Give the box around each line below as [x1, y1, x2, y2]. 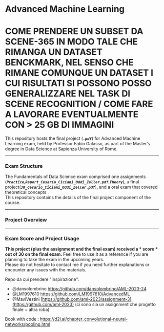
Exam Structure [5, 163, 43, 170]
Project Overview [5, 217, 47, 223]
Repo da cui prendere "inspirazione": [5, 276, 80, 282]
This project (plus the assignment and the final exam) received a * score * [5, 246, 158, 252]
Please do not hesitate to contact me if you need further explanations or [5, 262, 150, 267]
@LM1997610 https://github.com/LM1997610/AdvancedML [12, 291, 130, 297]
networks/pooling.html [5, 321, 50, 327]
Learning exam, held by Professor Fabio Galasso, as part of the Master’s [5, 141, 150, 147]
